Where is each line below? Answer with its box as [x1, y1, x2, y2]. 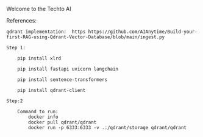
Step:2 [6, 98, 23, 104]
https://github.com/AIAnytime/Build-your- [88, 29, 198, 35]
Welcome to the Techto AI [6, 5, 71, 12]
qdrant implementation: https [6, 29, 86, 35]
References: [6, 17, 37, 24]
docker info [28, 114, 59, 120]
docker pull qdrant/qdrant [28, 119, 97, 125]
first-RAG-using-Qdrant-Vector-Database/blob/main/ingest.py [6, 34, 165, 40]
